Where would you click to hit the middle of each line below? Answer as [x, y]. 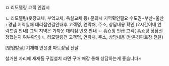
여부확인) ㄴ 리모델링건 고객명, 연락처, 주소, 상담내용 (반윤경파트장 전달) [93, 37]
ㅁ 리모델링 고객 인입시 [27, 7]
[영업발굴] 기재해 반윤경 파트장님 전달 [42, 48]
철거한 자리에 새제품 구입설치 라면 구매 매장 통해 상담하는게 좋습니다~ [73, 58]
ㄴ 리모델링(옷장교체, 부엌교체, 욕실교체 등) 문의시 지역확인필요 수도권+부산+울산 [84, 18]
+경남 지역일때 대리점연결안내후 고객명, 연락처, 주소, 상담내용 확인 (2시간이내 [81, 24]
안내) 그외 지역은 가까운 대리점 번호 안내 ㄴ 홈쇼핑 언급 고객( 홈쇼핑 [84, 31]
